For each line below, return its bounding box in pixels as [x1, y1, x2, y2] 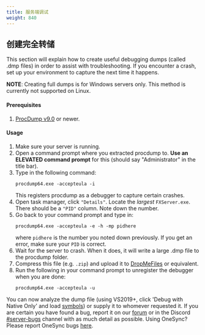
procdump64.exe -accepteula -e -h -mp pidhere [15, 223, 136, 229]
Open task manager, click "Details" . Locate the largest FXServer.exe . [15, 198, 191, 205]
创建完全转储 [6, 39, 55, 49]
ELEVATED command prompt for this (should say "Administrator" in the [15, 156, 196, 163]
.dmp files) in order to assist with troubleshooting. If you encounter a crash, [6, 62, 196, 69]
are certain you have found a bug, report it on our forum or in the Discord [6, 309, 191, 316]
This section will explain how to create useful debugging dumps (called [6, 56, 186, 63]
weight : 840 [6, 15, 37, 21]
